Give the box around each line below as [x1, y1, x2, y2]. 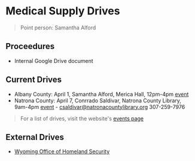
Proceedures [5, 41, 55, 51]
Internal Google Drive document [14, 57, 93, 64]
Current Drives [5, 75, 62, 85]
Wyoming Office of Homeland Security [14, 148, 110, 155]
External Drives [5, 132, 64, 142]
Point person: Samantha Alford [20, 24, 96, 31]
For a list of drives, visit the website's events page [20, 115, 144, 122]
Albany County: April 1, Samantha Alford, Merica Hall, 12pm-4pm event [14, 90, 189, 98]
